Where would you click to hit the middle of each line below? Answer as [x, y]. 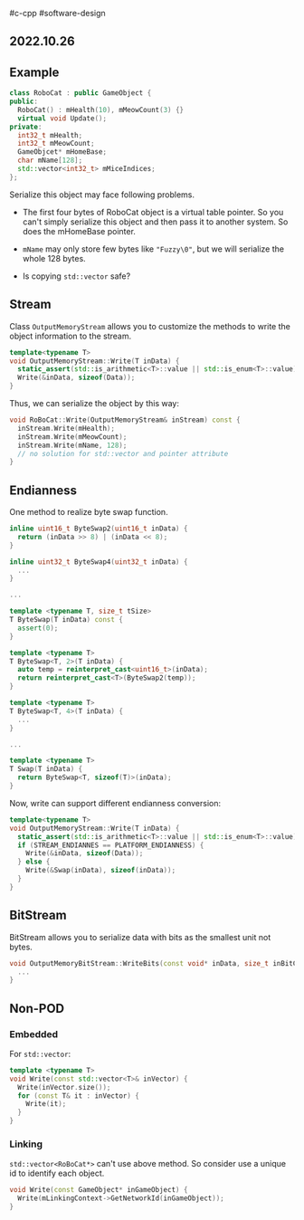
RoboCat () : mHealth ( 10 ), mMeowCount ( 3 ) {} [100, 110]
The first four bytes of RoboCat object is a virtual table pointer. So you [153, 212]
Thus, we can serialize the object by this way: [94, 404]
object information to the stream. [71, 336]
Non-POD [37, 1008]
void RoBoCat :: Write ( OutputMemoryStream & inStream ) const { [125, 420]
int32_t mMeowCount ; [56, 144]
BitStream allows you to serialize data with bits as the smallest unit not [140, 937]
